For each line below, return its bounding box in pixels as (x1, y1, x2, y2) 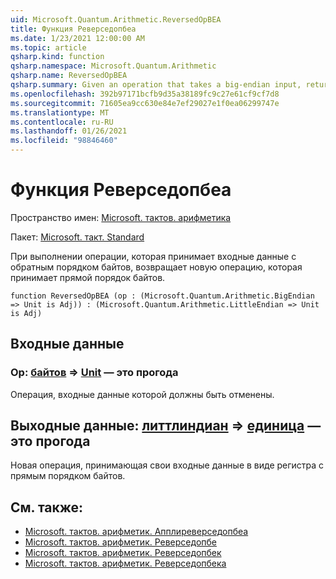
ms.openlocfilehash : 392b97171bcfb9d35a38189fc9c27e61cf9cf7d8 (10, 89, 280, 99)
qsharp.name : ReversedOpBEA (10, 71, 128, 81)
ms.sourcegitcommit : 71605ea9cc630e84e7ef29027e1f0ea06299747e (10, 98, 280, 108)
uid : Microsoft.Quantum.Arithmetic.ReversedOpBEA (10, 14, 222, 25)
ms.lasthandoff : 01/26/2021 (10, 126, 128, 136)
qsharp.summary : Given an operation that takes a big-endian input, (10, 80, 302, 90)
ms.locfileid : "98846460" (10, 136, 118, 146)
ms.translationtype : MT (10, 107, 110, 118)
